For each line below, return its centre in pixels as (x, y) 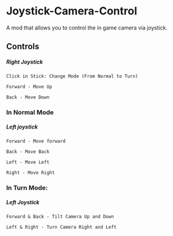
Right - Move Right (31, 173)
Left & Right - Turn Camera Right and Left (62, 227)
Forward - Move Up (29, 87)
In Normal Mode (30, 112)
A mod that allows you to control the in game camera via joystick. (87, 28)
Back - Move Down (28, 97)
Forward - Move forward (36, 141)
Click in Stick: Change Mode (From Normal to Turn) (72, 76)
